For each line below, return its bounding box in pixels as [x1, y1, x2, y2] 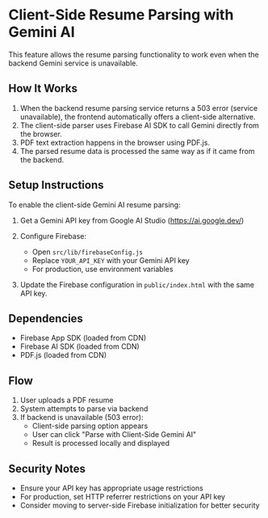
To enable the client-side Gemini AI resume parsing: [8, 200, 181, 210]
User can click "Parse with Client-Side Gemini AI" [31, 430, 197, 439]
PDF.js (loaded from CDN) [19, 350, 107, 360]
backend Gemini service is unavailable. [8, 58, 139, 68]
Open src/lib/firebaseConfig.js [31, 247, 144, 257]
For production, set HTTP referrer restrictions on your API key [19, 492, 226, 501]
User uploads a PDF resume [19, 395, 114, 405]
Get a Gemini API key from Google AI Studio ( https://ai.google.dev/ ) [19, 215, 245, 225]
